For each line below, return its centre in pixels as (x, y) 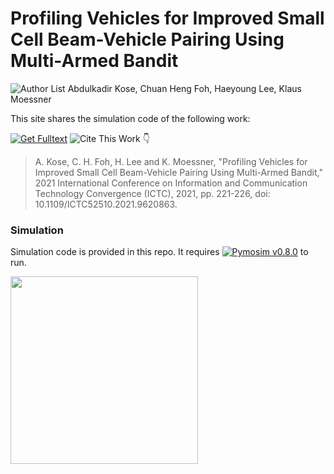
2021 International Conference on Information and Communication (171, 183)
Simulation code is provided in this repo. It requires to (159, 252)
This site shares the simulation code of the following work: (130, 118)
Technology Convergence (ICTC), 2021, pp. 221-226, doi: (152, 193)
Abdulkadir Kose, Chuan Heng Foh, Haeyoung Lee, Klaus (184, 88)
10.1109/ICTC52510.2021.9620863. (106, 204)
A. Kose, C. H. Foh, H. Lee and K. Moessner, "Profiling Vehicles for (171, 161)
